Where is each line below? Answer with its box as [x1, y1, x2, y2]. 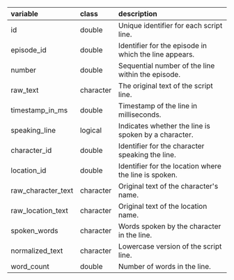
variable [10, 9, 38, 18]
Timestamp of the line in [118, 101, 198, 110]
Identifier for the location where [118, 161, 221, 170]
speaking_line [10, 126, 56, 135]
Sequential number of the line [118, 61, 215, 71]
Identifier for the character [118, 141, 205, 151]
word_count [10, 262, 50, 271]
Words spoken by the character [118, 221, 221, 231]
